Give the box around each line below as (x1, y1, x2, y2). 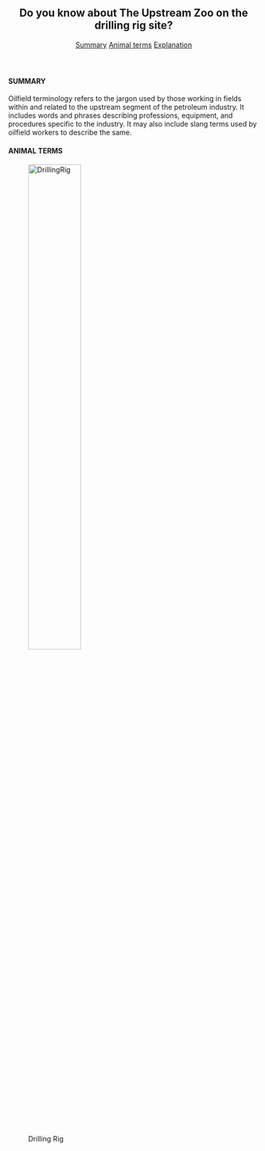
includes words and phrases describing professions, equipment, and (8, 111, 233, 120)
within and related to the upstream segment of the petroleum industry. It (8, 103, 244, 112)
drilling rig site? (94, 19, 173, 33)
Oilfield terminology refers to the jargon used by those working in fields (8, 94, 242, 103)
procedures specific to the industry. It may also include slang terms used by (8, 119, 257, 129)
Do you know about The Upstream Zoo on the (19, 6, 248, 20)
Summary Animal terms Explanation (75, 40, 193, 49)
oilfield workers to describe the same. (8, 127, 133, 138)
